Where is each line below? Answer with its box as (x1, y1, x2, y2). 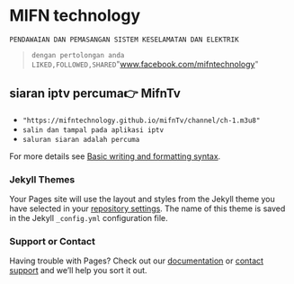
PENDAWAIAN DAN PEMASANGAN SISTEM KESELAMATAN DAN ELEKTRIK (9, 35, 240, 44)
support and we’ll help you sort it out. (9, 265, 147, 276)
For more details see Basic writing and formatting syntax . (9, 150, 221, 162)
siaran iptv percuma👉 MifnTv (9, 86, 182, 102)
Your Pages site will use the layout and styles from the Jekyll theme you (9, 194, 276, 205)
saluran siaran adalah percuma (22, 135, 140, 144)
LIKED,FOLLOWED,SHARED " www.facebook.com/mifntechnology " (31, 58, 259, 69)
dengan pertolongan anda (31, 50, 125, 59)
